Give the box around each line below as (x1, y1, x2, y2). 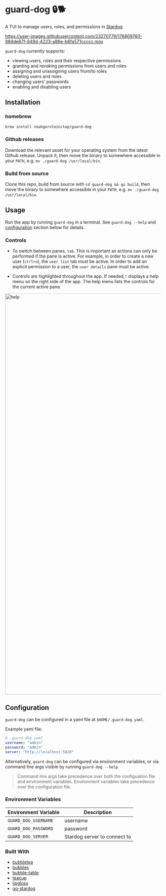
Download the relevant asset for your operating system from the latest (5, 147, 148, 153)
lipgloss (12, 880, 29, 886)
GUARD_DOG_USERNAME (7, 817, 53, 823)
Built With (5, 848, 30, 855)
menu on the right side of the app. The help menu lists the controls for (12, 279, 155, 285)
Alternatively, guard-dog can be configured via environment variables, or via (5, 758, 159, 764)
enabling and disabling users (12, 84, 71, 89)
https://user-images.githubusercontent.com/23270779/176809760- (5, 33, 142, 39)
